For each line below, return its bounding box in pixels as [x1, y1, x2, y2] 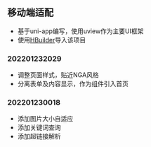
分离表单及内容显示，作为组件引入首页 [17, 80, 129, 88]
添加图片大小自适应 [17, 114, 74, 123]
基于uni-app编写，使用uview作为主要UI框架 [17, 27, 144, 35]
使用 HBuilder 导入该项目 [17, 35, 86, 44]
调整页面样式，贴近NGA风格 [17, 71, 100, 79]
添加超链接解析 [17, 132, 61, 141]
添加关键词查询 [17, 123, 61, 132]
